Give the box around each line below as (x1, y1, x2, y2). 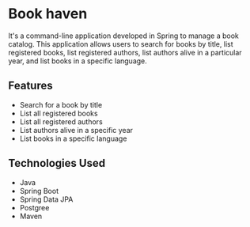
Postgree (19, 202, 50, 212)
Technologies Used (8, 157, 105, 170)
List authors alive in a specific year (19, 125, 133, 134)
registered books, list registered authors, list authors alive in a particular (8, 47, 243, 57)
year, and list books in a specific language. (8, 56, 148, 66)
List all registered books (19, 108, 98, 118)
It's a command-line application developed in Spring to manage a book (8, 31, 239, 40)
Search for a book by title (19, 100, 103, 109)
